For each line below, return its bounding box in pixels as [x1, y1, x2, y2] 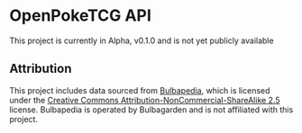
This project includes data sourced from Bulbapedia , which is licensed [9, 84, 270, 95]
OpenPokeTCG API [9, 5, 151, 26]
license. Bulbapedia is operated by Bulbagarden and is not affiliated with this [9, 104, 294, 115]
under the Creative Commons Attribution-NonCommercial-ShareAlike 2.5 [9, 94, 281, 105]
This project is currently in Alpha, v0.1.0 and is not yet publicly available [9, 35, 274, 46]
